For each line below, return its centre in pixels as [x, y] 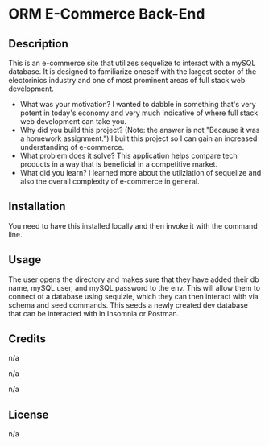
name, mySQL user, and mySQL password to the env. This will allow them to [134, 287]
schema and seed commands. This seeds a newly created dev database [128, 305]
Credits [27, 339]
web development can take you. [73, 121]
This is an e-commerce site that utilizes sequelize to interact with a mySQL [132, 63]
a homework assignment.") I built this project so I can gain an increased [139, 138]
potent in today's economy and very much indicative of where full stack [139, 113]
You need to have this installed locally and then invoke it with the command [133, 225]
